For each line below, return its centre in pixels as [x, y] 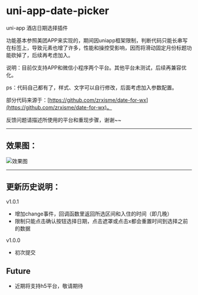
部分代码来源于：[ [28, 100]
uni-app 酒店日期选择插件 [37, 28]
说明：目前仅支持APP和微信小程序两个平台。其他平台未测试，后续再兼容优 [96, 67]
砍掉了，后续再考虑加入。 [42, 55]
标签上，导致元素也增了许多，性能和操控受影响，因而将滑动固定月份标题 [99, 48]
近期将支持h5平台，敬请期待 [49, 286]
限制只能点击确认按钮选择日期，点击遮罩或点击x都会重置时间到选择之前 [101, 221]
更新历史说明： [33, 187]
